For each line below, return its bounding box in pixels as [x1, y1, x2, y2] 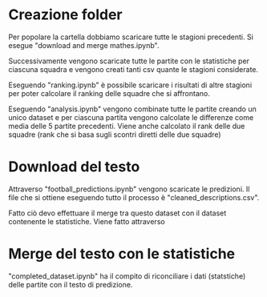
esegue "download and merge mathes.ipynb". [8, 40, 160, 50]
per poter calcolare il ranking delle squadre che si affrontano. [8, 88, 210, 98]
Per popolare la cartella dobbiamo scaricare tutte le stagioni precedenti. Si [8, 32, 254, 42]
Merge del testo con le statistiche [8, 245, 236, 263]
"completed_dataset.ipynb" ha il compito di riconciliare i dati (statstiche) [8, 271, 246, 281]
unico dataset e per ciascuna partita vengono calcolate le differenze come [8, 112, 254, 122]
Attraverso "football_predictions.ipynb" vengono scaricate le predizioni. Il [8, 184, 250, 194]
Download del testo [8, 158, 140, 176]
